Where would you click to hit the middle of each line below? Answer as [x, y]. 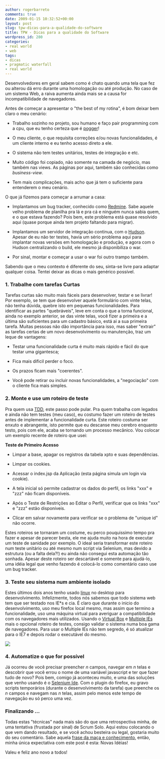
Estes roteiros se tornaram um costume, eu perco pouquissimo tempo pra [80, 533]
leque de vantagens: [26, 337]
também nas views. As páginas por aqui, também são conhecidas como [85, 167]
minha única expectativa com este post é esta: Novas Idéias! [66, 743]
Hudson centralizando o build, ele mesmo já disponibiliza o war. [77, 247]
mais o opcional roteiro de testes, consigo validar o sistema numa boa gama [82, 624]
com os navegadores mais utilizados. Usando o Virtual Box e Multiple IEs [79, 619]
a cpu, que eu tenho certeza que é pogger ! [56, 128]
